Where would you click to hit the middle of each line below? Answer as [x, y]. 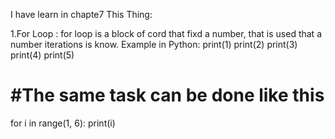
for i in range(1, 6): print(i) [63, 123]
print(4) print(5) [42, 55]
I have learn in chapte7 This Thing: [81, 14]
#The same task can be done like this [167, 95]
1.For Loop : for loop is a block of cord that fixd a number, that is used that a [166, 33]
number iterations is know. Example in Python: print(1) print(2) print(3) [154, 44]
